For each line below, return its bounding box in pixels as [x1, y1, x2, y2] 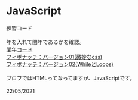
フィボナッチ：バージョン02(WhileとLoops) [6, 61, 114, 68]
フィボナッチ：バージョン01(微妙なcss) [6, 53, 103, 60]
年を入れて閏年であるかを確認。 [6, 38, 85, 45]
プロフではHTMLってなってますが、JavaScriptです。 [6, 74, 136, 82]
